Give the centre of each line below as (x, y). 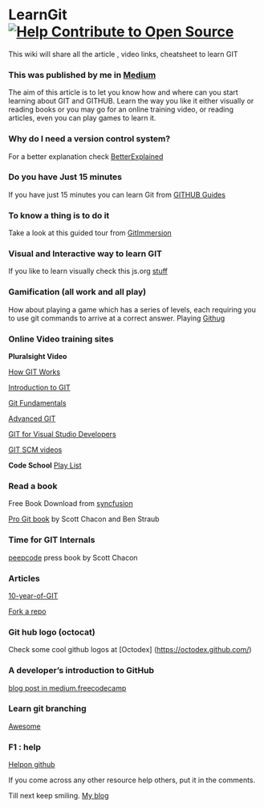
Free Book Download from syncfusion (71, 504)
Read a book (33, 486)
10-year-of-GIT (33, 595)
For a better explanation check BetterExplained (86, 156)
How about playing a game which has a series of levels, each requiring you (132, 309)
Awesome (25, 726)
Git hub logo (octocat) (52, 632)
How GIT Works (35, 372)
